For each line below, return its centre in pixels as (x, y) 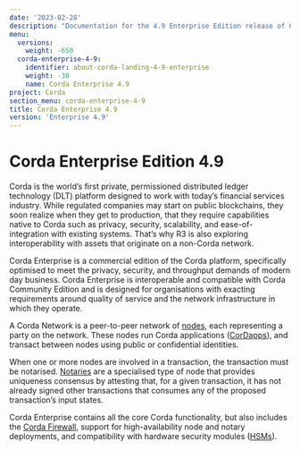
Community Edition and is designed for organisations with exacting (133, 289)
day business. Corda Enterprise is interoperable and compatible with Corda (147, 280)
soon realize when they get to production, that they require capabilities (139, 215)
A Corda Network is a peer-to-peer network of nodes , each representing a (146, 326)
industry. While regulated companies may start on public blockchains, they (146, 206)
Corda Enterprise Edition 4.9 (117, 161)
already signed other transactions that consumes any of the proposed (137, 391)
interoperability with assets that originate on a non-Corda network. (132, 243)
